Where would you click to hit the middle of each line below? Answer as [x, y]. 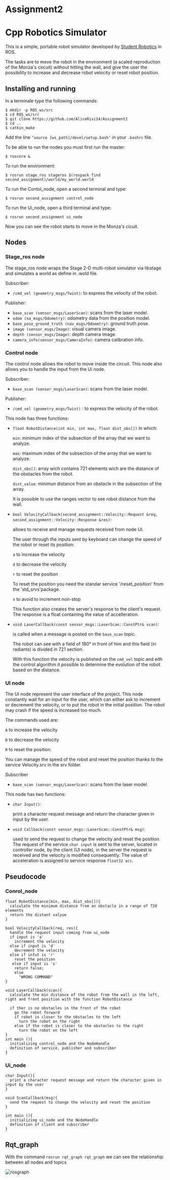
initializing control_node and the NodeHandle [60, 1043]
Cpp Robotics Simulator [56, 33]
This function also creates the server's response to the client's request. [87, 609]
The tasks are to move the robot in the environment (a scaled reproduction [83, 62]
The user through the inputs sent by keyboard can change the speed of [87, 539]
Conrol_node [22, 891]
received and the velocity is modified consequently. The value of [80, 855]
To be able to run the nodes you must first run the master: [65, 147]
